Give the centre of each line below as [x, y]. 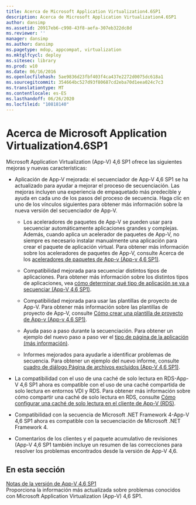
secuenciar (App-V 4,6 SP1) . [57, 289]
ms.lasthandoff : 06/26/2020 [40, 99]
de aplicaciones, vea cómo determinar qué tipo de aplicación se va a [106, 283]
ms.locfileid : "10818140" [37, 104]
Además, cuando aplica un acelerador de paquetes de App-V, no [101, 235]
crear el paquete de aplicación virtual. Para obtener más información [106, 247]
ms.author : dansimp [30, 45]
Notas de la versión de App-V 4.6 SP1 [51, 484]
